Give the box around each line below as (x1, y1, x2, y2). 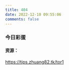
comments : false (5, 16, 39, 21)
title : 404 (5, 7, 28, 12)
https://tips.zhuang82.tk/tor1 (5, 58, 64, 65)
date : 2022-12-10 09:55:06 (5, 12, 61, 17)
